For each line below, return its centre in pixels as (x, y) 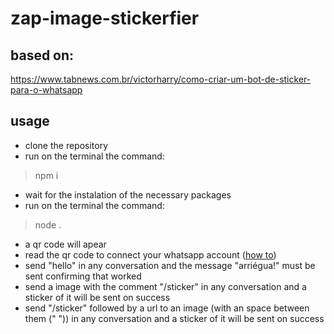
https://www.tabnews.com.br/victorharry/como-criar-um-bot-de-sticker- (161, 79)
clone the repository (66, 145)
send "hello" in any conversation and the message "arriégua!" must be (170, 265)
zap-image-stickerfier (105, 18)
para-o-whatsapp (46, 90)
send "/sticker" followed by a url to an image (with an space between (167, 308)
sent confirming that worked (83, 276)
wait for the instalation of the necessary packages (128, 194)
